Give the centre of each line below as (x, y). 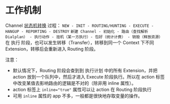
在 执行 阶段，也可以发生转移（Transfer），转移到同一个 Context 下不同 (80, 42)
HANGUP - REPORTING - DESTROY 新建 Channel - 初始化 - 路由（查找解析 (77, 31)
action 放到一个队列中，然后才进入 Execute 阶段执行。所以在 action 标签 (89, 77)
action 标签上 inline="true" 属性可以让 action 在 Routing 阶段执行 (82, 89)
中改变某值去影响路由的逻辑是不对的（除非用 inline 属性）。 (74, 83)
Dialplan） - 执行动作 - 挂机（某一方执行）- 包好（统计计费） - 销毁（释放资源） (84, 37)
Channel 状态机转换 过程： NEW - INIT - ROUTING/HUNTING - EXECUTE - (80, 25)
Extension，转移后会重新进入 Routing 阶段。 (52, 49)
